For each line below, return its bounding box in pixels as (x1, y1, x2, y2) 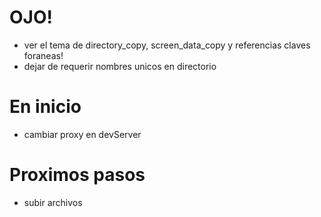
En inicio (9, 96, 82, 118)
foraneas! (23, 49, 64, 61)
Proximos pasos (9, 164, 146, 186)
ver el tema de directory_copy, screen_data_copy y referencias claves (23, 39, 311, 51)
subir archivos (23, 196, 83, 208)
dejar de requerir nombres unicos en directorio (23, 60, 217, 72)
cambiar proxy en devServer (23, 128, 142, 140)
